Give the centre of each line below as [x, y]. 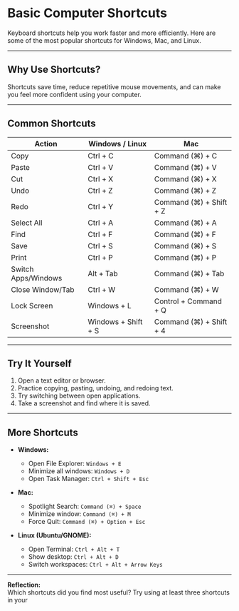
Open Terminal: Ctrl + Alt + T [74, 549]
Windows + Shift [115, 321]
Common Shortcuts [52, 124]
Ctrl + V [101, 167]
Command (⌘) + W [186, 289]
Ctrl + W [102, 289]
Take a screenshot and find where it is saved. [84, 403]
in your [18, 600]
